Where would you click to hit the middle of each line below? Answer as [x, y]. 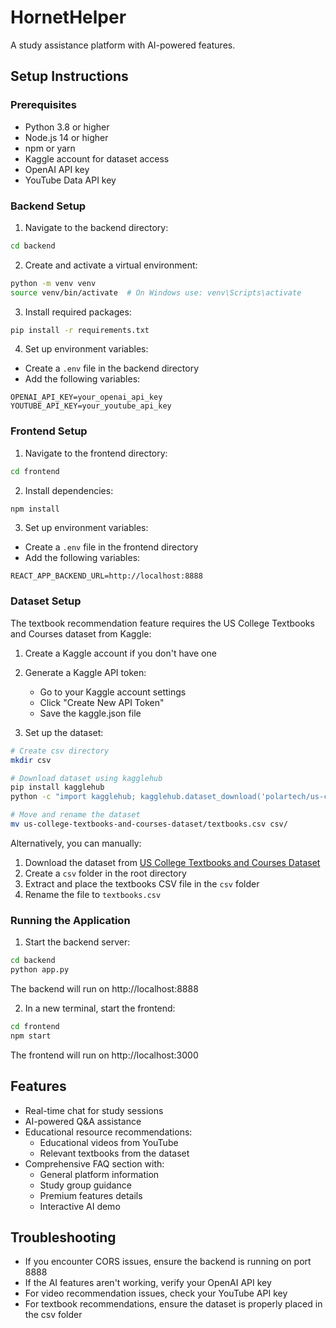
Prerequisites [43, 105]
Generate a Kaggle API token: [85, 672]
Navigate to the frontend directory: [96, 453]
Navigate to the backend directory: [96, 227]
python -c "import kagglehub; [73, 797]
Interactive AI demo [80, 1206]
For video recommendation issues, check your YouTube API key [156, 1293]
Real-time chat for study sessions [94, 1110]
